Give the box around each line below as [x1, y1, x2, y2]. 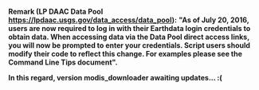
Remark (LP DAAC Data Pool [8, 7, 104, 16]
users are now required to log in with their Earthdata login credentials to [8, 24, 251, 33]
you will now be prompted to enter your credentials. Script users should [8, 41, 251, 50]
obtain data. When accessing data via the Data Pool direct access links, [8, 32, 249, 41]
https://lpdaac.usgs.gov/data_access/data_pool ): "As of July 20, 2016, [8, 15, 249, 25]
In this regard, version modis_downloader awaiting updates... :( [8, 73, 223, 82]
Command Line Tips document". [8, 57, 118, 67]
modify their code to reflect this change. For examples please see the [8, 49, 243, 58]
